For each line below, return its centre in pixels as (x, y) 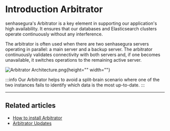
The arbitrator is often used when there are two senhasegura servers (77, 43)
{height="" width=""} (88, 70)
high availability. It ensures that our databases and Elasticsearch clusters (81, 28)
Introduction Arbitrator (54, 9)
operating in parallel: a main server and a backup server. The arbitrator (79, 49)
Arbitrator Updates (32, 123)
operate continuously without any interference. (54, 34)
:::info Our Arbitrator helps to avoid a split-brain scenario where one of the (82, 79)
